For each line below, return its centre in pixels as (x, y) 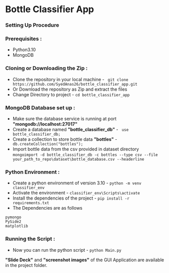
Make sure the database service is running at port (65, 119)
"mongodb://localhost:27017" (45, 124)
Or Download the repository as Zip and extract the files (70, 89)
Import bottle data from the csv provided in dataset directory (76, 149)
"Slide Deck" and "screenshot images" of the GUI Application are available (85, 260)
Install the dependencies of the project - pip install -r (71, 198)
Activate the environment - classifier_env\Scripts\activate (76, 193)
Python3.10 (24, 50)
